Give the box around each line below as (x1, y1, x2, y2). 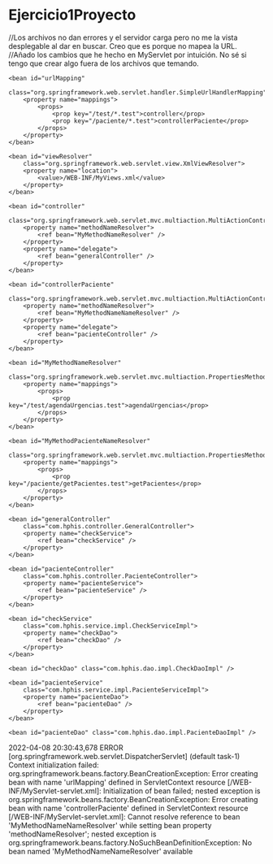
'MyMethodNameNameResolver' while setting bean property (8, 820, 212, 830)
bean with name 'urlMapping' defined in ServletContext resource (8, 777, 226, 787)
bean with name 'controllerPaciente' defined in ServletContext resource (8, 803, 249, 813)
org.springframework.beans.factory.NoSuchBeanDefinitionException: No (8, 837, 253, 847)
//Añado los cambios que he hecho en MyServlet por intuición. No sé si (8, 50, 247, 59)
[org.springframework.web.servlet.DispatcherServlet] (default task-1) (8, 751, 240, 761)
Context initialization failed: (8, 760, 99, 770)
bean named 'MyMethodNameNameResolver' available (8, 846, 193, 856)
